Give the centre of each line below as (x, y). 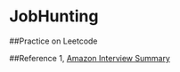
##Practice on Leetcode (53, 41)
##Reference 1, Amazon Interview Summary (90, 58)
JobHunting (54, 16)
